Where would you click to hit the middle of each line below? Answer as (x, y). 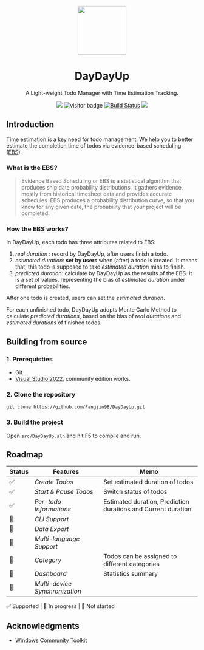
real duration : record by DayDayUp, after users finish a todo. (91, 254)
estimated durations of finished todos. (54, 323)
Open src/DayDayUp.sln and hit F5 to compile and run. (74, 436)
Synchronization (58, 591)
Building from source (47, 342)
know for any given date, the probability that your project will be (101, 207)
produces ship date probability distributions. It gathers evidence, (102, 188)
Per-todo (48, 502)
